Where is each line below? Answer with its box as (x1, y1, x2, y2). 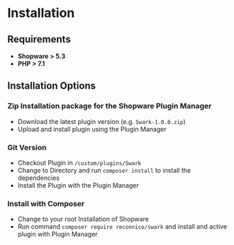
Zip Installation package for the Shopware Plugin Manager (7, 101, 212, 111)
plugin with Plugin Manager (17, 230, 98, 239)
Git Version (7, 142, 48, 152)
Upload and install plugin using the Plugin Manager (17, 125, 167, 133)
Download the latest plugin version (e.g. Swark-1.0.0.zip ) (17, 117, 186, 125)
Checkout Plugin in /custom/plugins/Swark (17, 158, 142, 167)
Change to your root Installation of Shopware (17, 215, 149, 224)
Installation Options (7, 80, 96, 92)
